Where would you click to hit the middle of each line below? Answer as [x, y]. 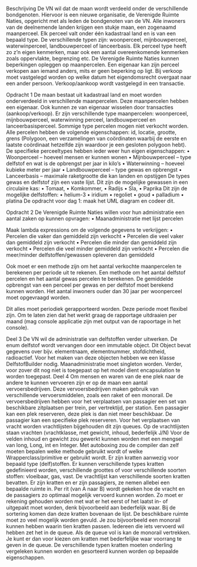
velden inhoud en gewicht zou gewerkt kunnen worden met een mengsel [94, 439]
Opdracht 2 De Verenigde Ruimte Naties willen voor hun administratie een [95, 212]
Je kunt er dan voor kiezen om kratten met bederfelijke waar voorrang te [94, 539]
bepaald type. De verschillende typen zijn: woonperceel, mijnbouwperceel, [97, 40]
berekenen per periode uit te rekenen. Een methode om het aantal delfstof [96, 272]
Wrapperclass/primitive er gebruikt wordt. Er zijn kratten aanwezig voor [93, 457]
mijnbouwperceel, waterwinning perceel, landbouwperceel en [81, 120]
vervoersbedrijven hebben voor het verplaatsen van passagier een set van [96, 401]
